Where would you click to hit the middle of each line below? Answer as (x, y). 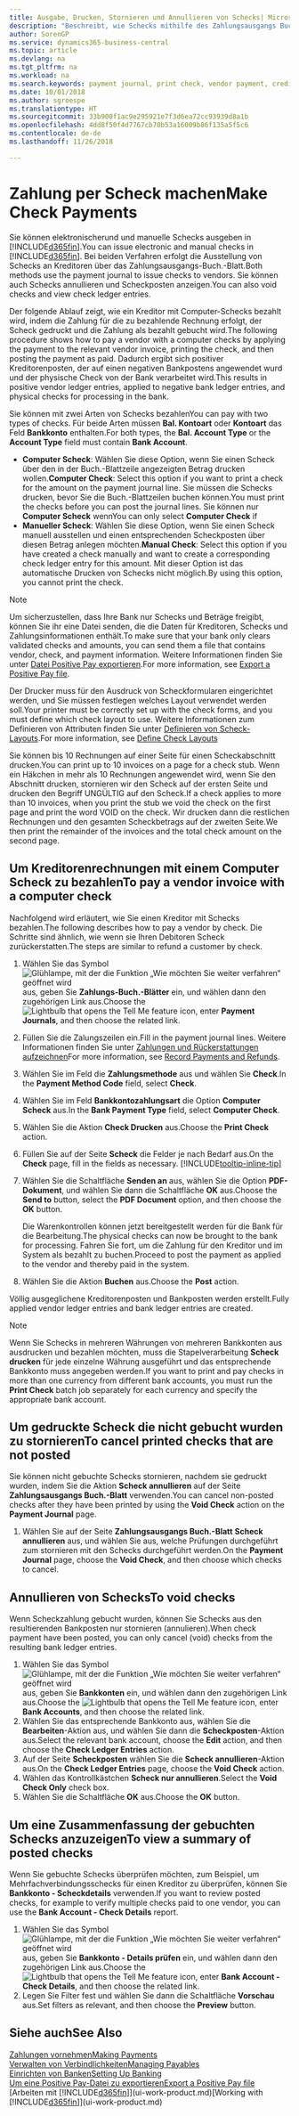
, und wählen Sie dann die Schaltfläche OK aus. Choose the (170, 1190)
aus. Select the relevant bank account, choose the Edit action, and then (152, 1740)
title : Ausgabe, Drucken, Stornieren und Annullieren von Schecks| (137, 17)
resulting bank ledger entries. (63, 1648)
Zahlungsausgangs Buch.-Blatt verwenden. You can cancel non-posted (141, 1495)
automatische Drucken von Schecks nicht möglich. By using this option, (152, 573)
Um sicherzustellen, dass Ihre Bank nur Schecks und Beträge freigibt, (137, 616)
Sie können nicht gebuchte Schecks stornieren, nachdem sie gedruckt (138, 1477)
